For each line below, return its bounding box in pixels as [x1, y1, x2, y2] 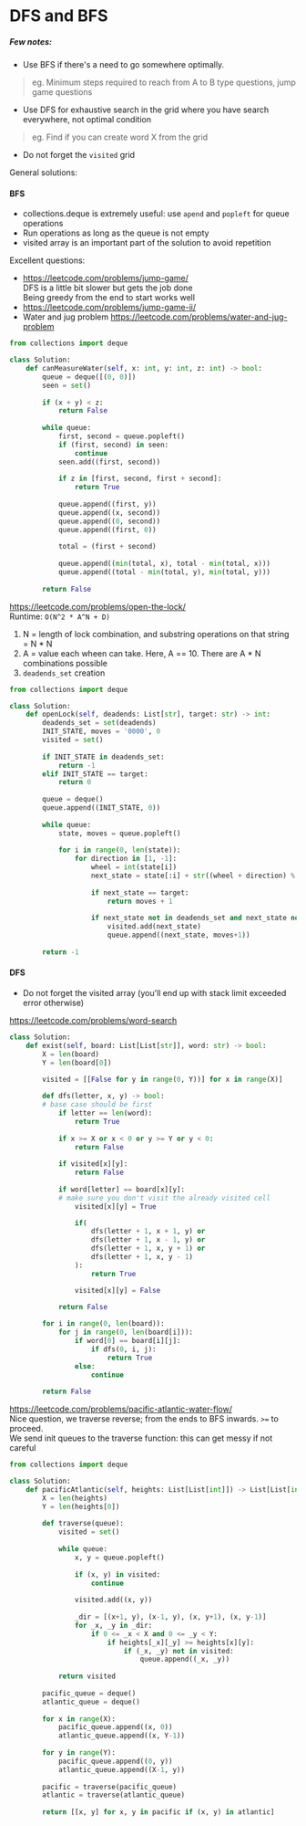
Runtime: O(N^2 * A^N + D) [9, 611, 111, 622]
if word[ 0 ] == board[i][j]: [74, 1337, 181, 1346]
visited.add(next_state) [107, 922, 202, 931]
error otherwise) [22, 997, 85, 1009]
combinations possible [22, 657, 107, 668]
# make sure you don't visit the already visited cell [57, 1193, 271, 1202]
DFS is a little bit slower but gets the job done [22, 282, 193, 293]
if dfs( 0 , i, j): [90, 1344, 157, 1354]
